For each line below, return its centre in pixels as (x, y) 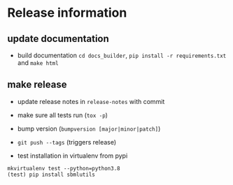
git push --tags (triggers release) (67, 142)
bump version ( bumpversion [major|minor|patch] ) (89, 128)
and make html (38, 63)
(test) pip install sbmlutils (51, 175)
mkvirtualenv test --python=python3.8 (64, 168)
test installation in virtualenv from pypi (72, 156)
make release (37, 85)
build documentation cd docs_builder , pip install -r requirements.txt (122, 55)
